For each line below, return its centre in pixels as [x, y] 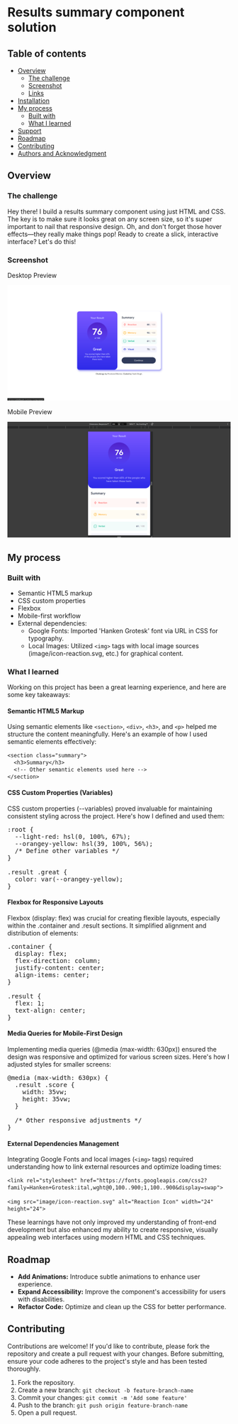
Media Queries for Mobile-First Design [65, 1033]
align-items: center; [52, 975]
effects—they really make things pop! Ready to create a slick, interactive [113, 234]
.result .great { [37, 872]
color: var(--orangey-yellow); [69, 879]
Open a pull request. [47, 1413]
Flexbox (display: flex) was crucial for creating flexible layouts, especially [114, 918]
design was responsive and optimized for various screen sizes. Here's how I [118, 1057]
